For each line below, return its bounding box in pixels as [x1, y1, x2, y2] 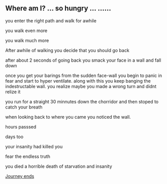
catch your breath [5, 104, 43, 110]
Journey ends [5, 173, 35, 179]
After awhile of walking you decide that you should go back [5, 47, 129, 53]
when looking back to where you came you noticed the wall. [5, 114, 131, 120]
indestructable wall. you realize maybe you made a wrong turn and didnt [5, 83, 156, 89]
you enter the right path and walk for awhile [5, 17, 96, 23]
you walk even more [5, 28, 48, 34]
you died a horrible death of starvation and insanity [5, 163, 113, 169]
